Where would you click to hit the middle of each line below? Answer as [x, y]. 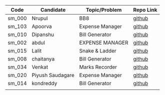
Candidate [53, 10]
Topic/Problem [104, 10]
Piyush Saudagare [53, 75]
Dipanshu [43, 34]
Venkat [40, 67]
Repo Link [145, 10]
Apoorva [42, 26]
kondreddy [44, 83]
